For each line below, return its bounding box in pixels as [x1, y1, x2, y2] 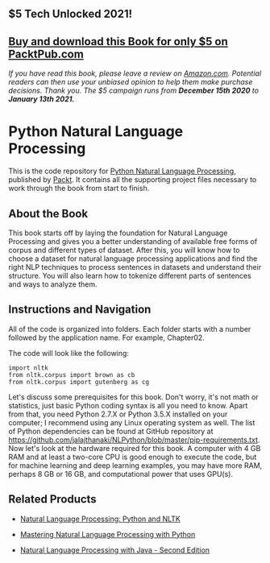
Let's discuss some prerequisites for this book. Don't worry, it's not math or [8, 391, 260, 402]
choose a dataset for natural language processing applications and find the [8, 254, 258, 263]
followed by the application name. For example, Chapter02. [8, 333, 206, 342]
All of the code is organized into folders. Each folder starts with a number [8, 324, 251, 333]
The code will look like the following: [8, 348, 129, 358]
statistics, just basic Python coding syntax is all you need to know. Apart [8, 400, 248, 410]
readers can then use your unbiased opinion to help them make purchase [8, 77, 253, 87]
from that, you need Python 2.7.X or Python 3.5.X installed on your [8, 409, 228, 419]
